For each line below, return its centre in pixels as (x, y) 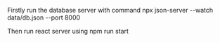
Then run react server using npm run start (68, 31)
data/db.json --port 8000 (44, 17)
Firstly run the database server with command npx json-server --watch (110, 10)
